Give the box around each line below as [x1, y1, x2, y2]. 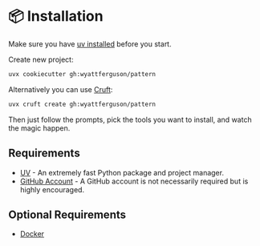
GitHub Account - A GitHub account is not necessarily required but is [19, 176, 249, 186]
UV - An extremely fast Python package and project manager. [19, 167, 225, 177]
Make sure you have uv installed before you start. [8, 38, 172, 49]
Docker [19, 229, 45, 239]
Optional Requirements [8, 208, 127, 221]
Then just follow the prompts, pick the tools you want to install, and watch [8, 115, 252, 124]
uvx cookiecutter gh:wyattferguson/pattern [8, 70, 156, 78]
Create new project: [8, 54, 74, 64]
